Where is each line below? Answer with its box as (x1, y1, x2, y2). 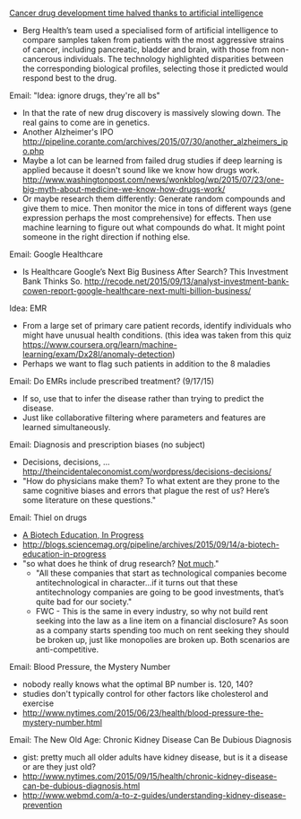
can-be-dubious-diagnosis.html (21, 780, 141, 791)
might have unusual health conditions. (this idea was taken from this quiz (21, 330, 292, 340)
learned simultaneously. (21, 422, 111, 432)
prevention (21, 799, 63, 810)
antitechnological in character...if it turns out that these (35, 577, 238, 587)
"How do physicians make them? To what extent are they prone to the (21, 476, 280, 486)
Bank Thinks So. (21, 276, 83, 286)
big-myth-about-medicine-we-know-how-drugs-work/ (21, 184, 226, 194)
